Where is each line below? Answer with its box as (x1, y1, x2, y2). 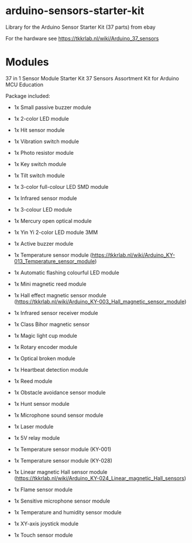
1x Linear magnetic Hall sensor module (13, 468, 108, 476)
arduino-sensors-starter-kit (5, 4, 145, 18)
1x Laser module (13, 423, 54, 430)
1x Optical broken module (13, 355, 76, 362)
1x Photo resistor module (13, 149, 74, 156)
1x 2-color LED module (13, 115, 69, 122)
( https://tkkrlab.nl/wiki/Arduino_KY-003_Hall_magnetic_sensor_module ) (13, 298, 187, 305)
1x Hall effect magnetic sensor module (13, 291, 107, 298)
